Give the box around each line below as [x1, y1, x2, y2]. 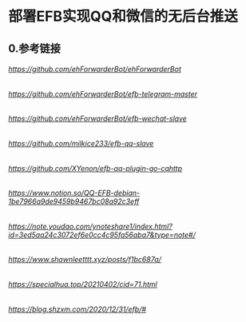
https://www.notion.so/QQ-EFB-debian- [8, 189, 141, 198]
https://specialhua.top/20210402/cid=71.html [8, 280, 157, 289]
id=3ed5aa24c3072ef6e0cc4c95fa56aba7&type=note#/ [8, 229, 196, 240]
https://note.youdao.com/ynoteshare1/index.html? [8, 221, 173, 231]
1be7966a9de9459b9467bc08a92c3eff [8, 197, 140, 206]
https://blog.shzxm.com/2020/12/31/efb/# [8, 304, 146, 314]
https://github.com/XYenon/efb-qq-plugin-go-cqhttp [8, 163, 183, 173]
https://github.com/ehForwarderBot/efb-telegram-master [8, 89, 198, 98]
